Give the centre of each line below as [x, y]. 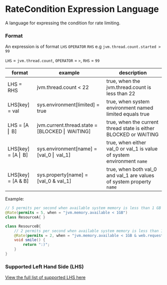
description [133, 73]
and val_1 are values [130, 176]
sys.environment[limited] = [68, 105]
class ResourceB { [23, 226]
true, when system [128, 102]
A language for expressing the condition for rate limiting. [63, 23]
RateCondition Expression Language [82, 9]
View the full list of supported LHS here [45, 278]
